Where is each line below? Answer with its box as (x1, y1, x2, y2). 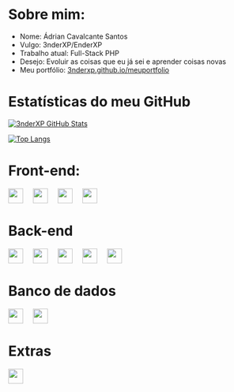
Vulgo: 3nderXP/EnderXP (19, 39, 103, 49)
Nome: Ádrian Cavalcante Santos (19, 32, 128, 41)
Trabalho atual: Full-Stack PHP (19, 48, 120, 58)
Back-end (8, 222, 74, 240)
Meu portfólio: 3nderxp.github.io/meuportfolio (19, 65, 170, 74)
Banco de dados (8, 282, 116, 300)
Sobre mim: (8, 6, 85, 24)
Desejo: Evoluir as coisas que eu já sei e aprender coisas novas (19, 57, 227, 66)
